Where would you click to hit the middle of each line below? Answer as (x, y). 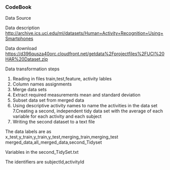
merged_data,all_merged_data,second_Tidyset (54, 142)
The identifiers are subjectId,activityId (45, 162)
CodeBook (18, 7)
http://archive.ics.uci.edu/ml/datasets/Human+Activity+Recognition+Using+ (84, 33)
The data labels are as (28, 132)
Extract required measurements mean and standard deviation (76, 95)
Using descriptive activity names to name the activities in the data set (85, 106)
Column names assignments (42, 84)
